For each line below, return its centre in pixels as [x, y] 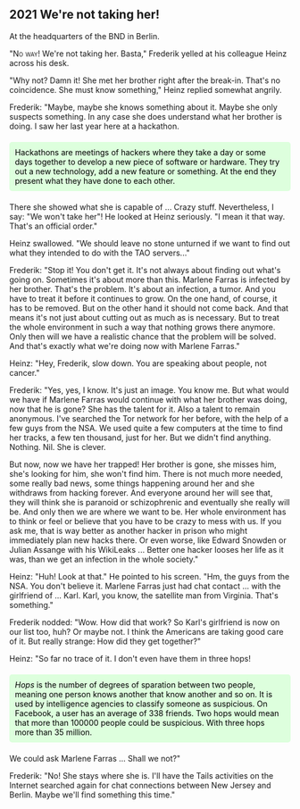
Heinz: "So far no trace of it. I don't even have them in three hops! [130, 658]
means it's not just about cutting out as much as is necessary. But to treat [144, 317]
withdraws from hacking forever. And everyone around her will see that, [141, 492]
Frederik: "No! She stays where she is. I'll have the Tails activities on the [142, 775]
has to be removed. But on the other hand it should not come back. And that [149, 308]
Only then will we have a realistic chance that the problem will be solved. [143, 336]
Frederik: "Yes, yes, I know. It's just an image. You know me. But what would [149, 390]
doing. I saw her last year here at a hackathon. [95, 126]
